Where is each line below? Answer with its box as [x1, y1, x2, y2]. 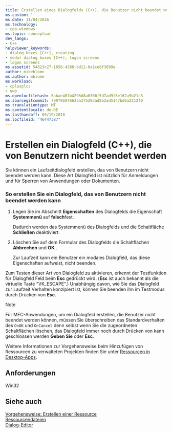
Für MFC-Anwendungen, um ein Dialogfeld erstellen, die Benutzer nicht [5, 311, 156, 317]
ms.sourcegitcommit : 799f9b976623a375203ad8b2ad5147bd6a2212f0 [5, 98, 143, 103]
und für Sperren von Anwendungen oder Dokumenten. [5, 178, 120, 184]
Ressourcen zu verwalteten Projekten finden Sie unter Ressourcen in [5, 349, 150, 355]
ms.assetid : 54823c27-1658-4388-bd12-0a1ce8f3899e [5, 64, 116, 70]
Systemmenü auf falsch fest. [12, 213, 74, 220]
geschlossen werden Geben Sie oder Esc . [5, 333, 94, 339]
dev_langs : [5, 36, 29, 41]
